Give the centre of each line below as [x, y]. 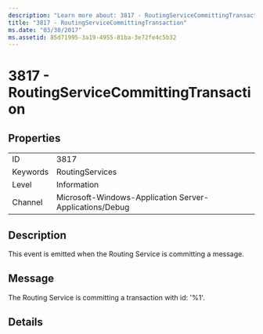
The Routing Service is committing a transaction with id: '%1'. [106, 297]
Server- [194, 198]
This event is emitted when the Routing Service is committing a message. [126, 254]
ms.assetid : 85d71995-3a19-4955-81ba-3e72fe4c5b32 [92, 37]
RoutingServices [86, 172]
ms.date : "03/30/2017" [45, 30]
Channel [27, 202]
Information [77, 185]
